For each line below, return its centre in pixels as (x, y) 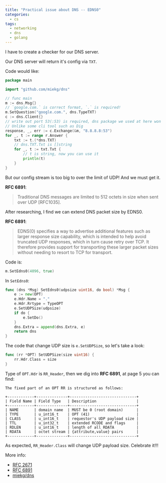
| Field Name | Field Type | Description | (72, 401)
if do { (22, 313)
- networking (23, 28)
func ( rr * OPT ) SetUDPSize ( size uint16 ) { (50, 355)
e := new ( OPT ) (29, 294)
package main (19, 80)
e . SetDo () (33, 317)
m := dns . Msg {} (21, 103)
